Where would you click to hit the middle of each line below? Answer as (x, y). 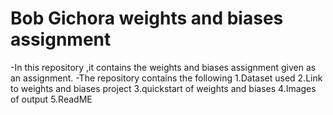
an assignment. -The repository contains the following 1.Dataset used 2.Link (166, 78)
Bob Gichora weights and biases (147, 18)
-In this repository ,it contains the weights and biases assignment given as (163, 67)
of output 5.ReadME (51, 99)
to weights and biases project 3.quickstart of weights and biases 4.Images (163, 88)
